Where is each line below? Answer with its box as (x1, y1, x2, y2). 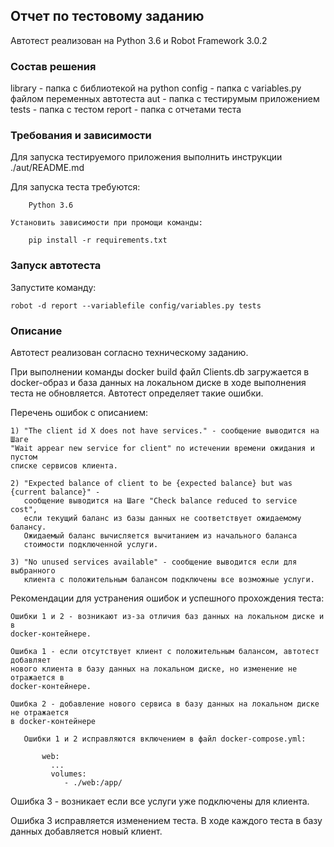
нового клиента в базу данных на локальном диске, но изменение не (10, 664, 298, 674)
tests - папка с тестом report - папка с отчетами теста (10, 104, 242, 116)
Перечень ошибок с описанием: (10, 407, 149, 418)
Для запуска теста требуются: (10, 181, 141, 193)
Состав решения (10, 59, 97, 73)
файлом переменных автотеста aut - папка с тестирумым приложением (10, 93, 320, 105)
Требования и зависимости (10, 129, 152, 143)
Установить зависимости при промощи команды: (10, 218, 203, 228)
